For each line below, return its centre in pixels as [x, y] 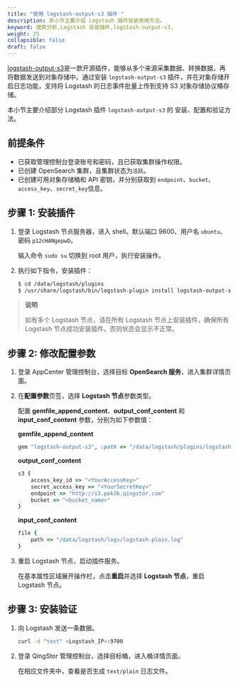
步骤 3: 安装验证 [42, 609]
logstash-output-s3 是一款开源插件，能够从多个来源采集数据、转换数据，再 [117, 68]
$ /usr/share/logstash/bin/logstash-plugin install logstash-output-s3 [126, 291]
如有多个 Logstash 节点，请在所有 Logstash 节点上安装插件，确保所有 [127, 320]
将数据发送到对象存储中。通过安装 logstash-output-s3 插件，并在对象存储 [115, 77]
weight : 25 [23, 34]
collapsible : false [36, 40]
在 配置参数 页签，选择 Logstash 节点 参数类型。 [86, 396]
